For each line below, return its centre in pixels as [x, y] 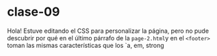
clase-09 [34, 12]
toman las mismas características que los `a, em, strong [86, 45]
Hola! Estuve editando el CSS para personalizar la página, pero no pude [108, 31]
